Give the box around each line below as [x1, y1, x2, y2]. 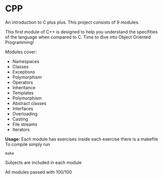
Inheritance [12, 84, 36, 90]
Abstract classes [12, 100, 47, 106]
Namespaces [12, 58, 40, 64]
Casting [12, 116, 29, 122]
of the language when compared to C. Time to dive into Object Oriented [5, 34, 151, 40]
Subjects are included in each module [5, 159, 82, 165]
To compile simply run [5, 141, 50, 147]
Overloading [12, 110, 38, 116]
